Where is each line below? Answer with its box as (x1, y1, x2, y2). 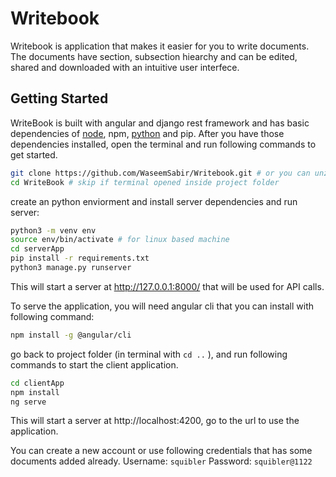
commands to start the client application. (10, 358, 179, 371)
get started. (10, 148, 58, 161)
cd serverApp (10, 244, 65, 254)
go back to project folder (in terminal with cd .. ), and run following (10, 348, 288, 360)
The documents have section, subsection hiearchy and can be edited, (10, 50, 298, 62)
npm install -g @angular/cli (10, 330, 132, 340)
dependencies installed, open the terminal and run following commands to (10, 138, 317, 150)
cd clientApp (10, 378, 65, 388)
